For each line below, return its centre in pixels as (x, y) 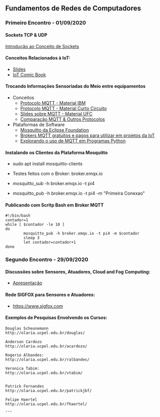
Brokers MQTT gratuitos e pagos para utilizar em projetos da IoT (87, 135)
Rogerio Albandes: (25, 355)
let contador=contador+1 (50, 243)
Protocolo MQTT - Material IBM (53, 103)
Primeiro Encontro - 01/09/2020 (46, 23)
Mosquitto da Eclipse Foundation (54, 130)
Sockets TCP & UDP (26, 35)
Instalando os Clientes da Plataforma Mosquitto (57, 153)
